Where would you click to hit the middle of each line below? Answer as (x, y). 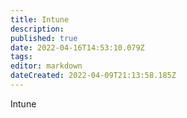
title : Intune (40, 19)
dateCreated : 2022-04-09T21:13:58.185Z (93, 76)
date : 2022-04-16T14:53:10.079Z (77, 47)
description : (37, 29)
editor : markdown (46, 66)
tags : (21, 57)
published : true (44, 38)
